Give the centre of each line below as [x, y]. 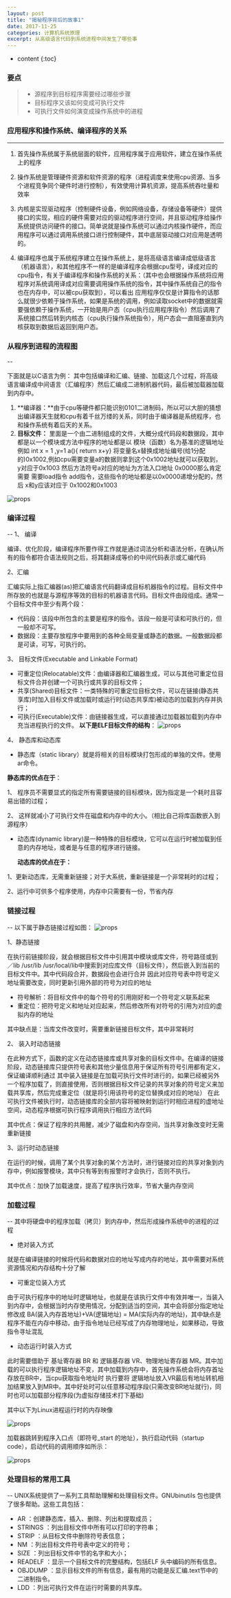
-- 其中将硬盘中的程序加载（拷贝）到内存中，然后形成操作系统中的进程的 [110, 1221]
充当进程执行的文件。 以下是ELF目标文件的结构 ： [87, 725]
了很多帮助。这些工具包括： [46, 1504]
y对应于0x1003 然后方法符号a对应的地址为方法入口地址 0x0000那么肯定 [119, 468]
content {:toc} [37, 59]
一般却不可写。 [38, 627]
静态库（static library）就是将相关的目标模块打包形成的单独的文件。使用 [119, 755]
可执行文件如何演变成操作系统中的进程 [88, 112]
